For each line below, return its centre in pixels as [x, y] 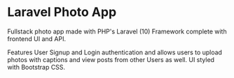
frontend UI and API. [37, 38]
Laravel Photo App [62, 12]
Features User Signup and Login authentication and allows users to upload [115, 52]
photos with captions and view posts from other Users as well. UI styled [111, 59]
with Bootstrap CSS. [36, 67]
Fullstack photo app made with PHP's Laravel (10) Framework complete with [117, 31]
